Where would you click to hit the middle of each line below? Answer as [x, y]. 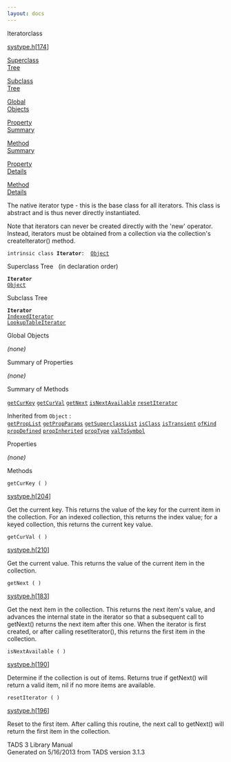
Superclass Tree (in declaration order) [63, 266]
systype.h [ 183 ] [28, 596]
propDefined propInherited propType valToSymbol [76, 431]
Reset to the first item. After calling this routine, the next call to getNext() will [115, 724]
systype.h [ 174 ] [28, 46]
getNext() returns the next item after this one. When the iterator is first [107, 624]
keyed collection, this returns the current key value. [80, 524]
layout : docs [26, 13]
